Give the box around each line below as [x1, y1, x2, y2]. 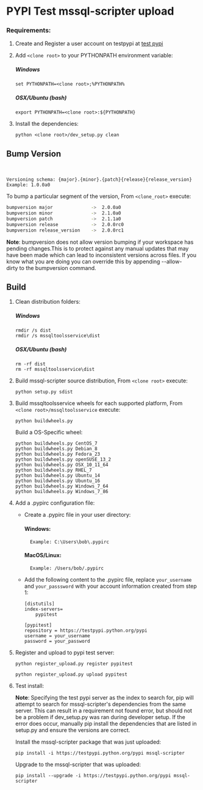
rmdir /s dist [15, 327, 51, 334]
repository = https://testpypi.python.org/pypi [24, 627, 148, 634]
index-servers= [24, 606, 63, 612]
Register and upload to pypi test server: [15, 649, 115, 656]
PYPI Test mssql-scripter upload [6, 4, 174, 18]
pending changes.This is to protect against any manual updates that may [6, 244, 189, 252]
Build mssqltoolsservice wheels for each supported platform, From [15, 400, 183, 407]
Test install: [15, 682, 45, 689]
